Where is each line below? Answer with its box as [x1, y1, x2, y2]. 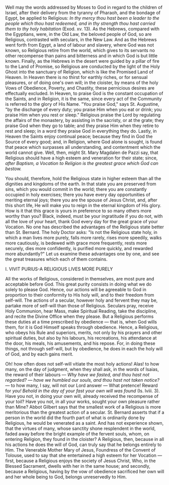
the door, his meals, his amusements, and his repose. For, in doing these [5, 340, 155, 346]
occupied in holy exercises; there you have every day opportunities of [5, 192, 150, 197]
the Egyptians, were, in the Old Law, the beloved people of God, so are [5, 31, 152, 37]
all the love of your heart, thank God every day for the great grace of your [5, 219, 158, 224]
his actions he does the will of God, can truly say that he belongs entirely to [5, 441, 162, 448]
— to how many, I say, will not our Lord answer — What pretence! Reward [5, 382, 158, 388]
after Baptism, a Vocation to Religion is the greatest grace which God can [5, 160, 159, 166]
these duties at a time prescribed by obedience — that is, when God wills [5, 319, 157, 325]
